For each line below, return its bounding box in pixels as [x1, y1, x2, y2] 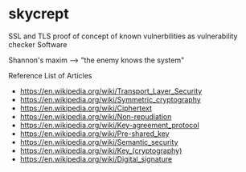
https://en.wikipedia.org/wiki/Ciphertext [19, 103, 153, 113]
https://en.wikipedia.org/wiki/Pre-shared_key [19, 129, 170, 138]
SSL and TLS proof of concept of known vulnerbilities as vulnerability [8, 31, 238, 41]
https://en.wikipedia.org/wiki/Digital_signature [19, 154, 173, 164]
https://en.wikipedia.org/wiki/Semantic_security [19, 137, 178, 146]
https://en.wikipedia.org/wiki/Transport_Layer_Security [19, 86, 203, 96]
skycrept [8, 5, 70, 23]
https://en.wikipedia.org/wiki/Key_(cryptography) [19, 146, 182, 155]
